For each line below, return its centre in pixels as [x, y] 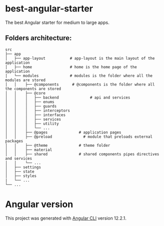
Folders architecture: [39, 38]
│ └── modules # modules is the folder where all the [79, 76]
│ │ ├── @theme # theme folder [58, 145]
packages [14, 141]
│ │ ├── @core [25, 93]
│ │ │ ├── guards [31, 106]
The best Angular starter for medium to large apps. [57, 22]
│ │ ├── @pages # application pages [63, 132]
